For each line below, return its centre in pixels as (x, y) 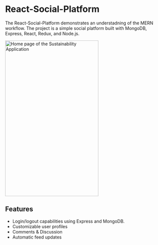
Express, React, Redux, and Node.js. (42, 33)
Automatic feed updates (37, 237)
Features (19, 209)
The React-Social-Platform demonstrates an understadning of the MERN (79, 23)
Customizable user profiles (40, 226)
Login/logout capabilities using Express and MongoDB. (69, 221)
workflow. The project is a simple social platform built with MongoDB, (76, 28)
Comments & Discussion (38, 232)
